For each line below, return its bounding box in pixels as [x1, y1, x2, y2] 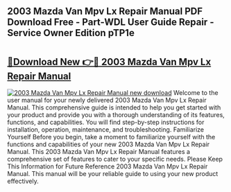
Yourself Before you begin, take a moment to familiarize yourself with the [7, 133, 216, 141]
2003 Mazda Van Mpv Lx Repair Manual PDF [7, 6, 203, 17]
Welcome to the [173, 89, 219, 96]
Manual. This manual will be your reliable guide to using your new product [7, 170, 219, 177]
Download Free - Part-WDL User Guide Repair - [7, 17, 214, 28]
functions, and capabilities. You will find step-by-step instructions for [7, 118, 205, 126]
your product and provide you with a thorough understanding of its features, [7, 111, 225, 119]
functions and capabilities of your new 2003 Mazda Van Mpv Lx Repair [7, 140, 210, 148]
